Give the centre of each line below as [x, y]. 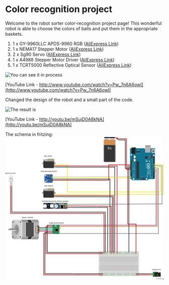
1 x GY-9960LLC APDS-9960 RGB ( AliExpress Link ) [66, 43]
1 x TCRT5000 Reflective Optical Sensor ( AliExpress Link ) [72, 65]
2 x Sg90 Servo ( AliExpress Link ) [47, 54]
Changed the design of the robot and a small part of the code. [69, 100]
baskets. [14, 34]
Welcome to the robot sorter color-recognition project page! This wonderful [83, 23]
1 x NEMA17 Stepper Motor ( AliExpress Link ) [58, 49]
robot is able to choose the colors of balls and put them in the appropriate [81, 28]
